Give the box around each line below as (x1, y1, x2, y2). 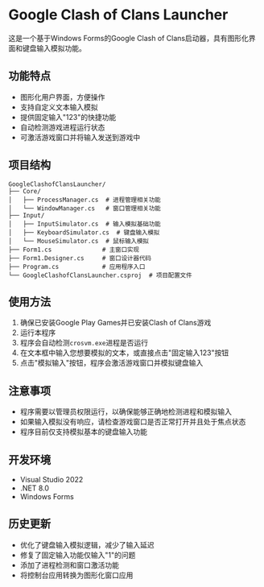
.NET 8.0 (19, 483, 50, 493)
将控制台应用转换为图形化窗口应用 (19, 570, 134, 580)
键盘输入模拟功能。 (22, 43, 86, 53)
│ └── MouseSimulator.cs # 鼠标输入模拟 (8, 237, 149, 245)
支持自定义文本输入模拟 (19, 102, 98, 112)
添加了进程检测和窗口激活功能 (19, 560, 119, 569)
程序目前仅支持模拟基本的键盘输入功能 (19, 427, 147, 436)
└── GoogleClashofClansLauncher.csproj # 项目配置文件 (8, 271, 192, 279)
